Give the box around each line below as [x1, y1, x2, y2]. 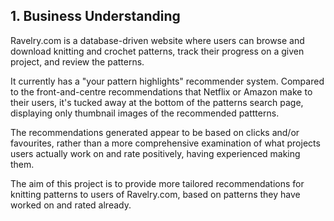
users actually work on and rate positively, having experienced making [10, 147, 301, 159]
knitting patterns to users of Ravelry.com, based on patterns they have [10, 188, 301, 200]
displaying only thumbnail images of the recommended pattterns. [10, 107, 280, 119]
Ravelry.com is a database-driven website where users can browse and [10, 34, 305, 46]
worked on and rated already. [10, 199, 132, 211]
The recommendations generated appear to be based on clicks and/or [10, 126, 300, 138]
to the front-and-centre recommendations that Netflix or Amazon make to [10, 85, 313, 98]
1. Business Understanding [10, 8, 181, 25]
